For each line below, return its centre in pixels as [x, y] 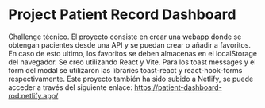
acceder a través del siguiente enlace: [71, 87]
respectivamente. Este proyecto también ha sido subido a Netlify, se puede [131, 79]
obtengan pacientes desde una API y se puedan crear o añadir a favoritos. [130, 44]
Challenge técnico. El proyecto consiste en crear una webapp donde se [125, 37]
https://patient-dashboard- [178, 87]
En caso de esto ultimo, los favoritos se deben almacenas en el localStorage [133, 53]
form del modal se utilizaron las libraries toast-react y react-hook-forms [125, 70]
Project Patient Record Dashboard [122, 15]
